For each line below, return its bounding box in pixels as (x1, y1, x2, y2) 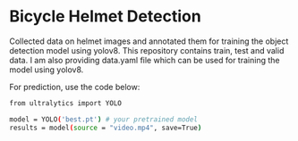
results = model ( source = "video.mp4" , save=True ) (9, 123, 202, 132)
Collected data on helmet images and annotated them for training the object (9, 36, 289, 46)
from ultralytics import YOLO (9, 98, 123, 108)
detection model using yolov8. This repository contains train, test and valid (9, 45, 285, 55)
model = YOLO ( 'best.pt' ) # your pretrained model (9, 114, 199, 124)
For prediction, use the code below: (9, 81, 140, 92)
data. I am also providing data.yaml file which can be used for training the (9, 54, 280, 65)
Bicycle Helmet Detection (9, 6, 201, 27)
